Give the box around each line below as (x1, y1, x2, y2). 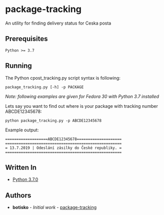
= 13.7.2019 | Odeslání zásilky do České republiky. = (5, 145, 122, 150)
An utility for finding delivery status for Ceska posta (5, 20, 111, 26)
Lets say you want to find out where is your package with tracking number (5, 103, 158, 109)
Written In (5, 163, 36, 171)
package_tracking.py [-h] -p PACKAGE (5, 84, 84, 90)
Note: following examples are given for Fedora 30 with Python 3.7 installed (5, 93, 159, 99)
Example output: (5, 127, 39, 133)
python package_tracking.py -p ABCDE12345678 (5, 118, 101, 123)
